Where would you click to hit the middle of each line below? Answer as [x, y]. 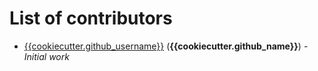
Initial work [46, 56]
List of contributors [91, 18]
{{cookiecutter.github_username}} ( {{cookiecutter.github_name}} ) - [166, 46]
